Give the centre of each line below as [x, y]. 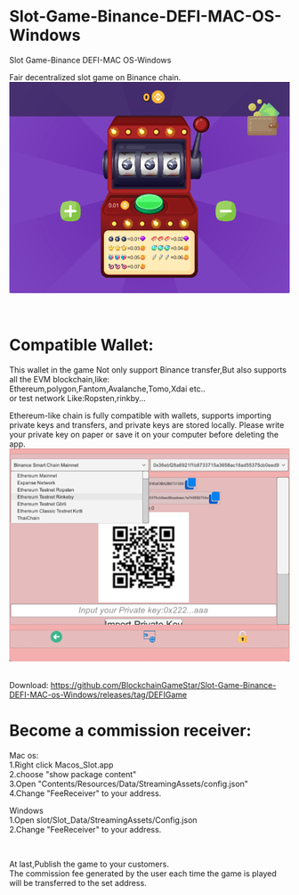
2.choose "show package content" [73, 774]
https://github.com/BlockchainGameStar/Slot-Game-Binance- [163, 685]
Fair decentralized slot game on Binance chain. [95, 77]
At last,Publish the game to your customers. [89, 864]
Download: [29, 685]
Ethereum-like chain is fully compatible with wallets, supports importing [140, 415]
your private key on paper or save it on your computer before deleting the [144, 435]
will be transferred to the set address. [78, 883]
